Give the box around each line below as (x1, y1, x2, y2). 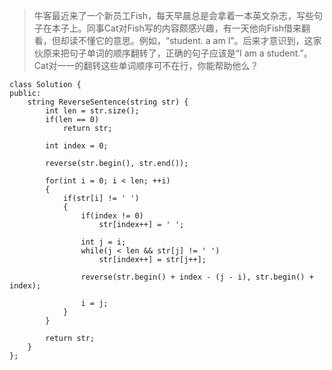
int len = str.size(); (45, 106, 140, 116)
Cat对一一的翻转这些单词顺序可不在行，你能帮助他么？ (33, 60, 259, 71)
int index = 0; (45, 141, 109, 151)
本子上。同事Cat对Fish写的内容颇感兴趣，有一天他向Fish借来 (51, 22, 302, 34)
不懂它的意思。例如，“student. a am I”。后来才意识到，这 (77, 35, 314, 46)
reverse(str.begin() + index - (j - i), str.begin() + (80, 272, 314, 282)
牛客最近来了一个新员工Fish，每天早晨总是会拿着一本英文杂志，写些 (33, 10, 315, 21)
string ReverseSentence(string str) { (27, 97, 189, 107)
